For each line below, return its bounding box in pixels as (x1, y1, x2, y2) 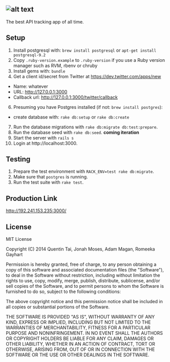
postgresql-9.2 (13, 52, 46, 58)
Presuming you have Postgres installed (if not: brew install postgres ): (13, 104, 163, 110)
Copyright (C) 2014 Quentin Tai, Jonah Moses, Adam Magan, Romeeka (6, 246, 155, 252)
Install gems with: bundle (13, 67, 66, 74)
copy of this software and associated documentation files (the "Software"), (6, 267, 164, 273)
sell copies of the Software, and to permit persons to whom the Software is (6, 283, 164, 289)
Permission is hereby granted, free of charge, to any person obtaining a (6, 261, 157, 267)
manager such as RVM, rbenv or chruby (13, 62, 98, 69)
